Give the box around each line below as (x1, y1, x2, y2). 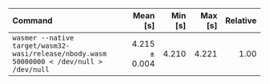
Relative (225, 15, 257, 26)
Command (12, 15, 54, 26)
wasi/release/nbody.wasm (12, 49, 107, 58)
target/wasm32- (12, 41, 70, 50)
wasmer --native (12, 33, 74, 42)
